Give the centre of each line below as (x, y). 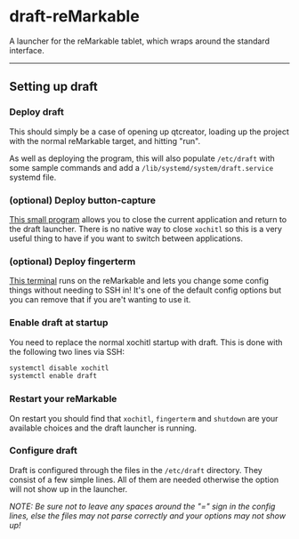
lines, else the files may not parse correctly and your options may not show (148, 515)
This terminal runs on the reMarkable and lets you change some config (139, 281)
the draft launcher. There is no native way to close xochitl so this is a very (146, 229)
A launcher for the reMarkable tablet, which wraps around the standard (139, 41)
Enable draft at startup (59, 323)
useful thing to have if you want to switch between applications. (126, 238)
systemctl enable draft (53, 376)
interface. (27, 50)
